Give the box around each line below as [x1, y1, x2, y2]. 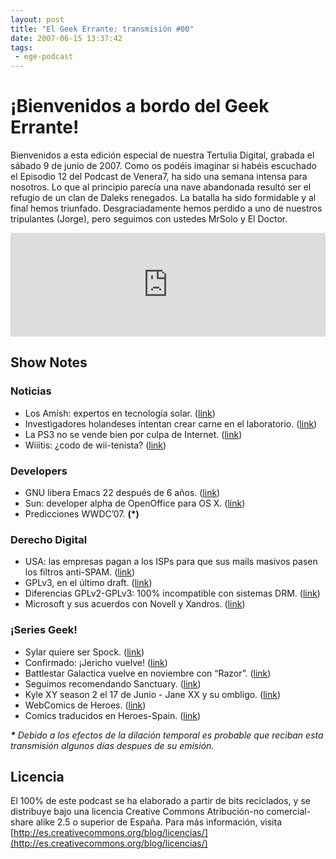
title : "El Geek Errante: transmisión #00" [10, 24, 195, 34]
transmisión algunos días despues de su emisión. [10, 739, 215, 751]
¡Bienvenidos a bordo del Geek [10, 95, 270, 118]
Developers [10, 464, 68, 478]
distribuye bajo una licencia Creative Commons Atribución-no [10, 806, 265, 818]
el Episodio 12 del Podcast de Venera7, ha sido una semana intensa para [10, 171, 308, 183]
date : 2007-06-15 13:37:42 [10, 33, 123, 43]
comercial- [266, 806, 312, 818]
